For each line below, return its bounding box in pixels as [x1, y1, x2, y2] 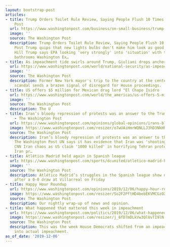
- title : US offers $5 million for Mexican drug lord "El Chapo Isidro [5, 87, 159, 93]
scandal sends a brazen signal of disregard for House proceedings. [14, 83, 162, 88]
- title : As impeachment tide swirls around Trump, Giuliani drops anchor [5, 59, 166, 64]
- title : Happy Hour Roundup [5, 182, 67, 187]
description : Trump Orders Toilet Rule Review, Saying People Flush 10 [10, 41, 164, 46]
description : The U [10, 107, 51, 112]
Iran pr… [14, 149, 33, 154]
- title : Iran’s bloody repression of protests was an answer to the [5, 111, 155, 117]
